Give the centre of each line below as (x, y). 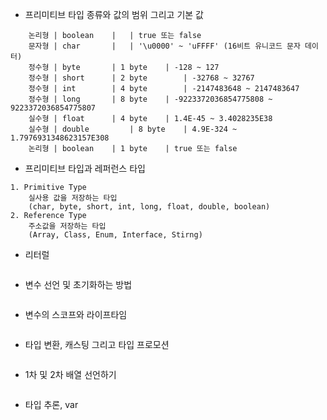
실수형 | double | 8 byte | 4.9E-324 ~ (133, 129)
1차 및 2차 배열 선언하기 (70, 374)
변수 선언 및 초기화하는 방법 (78, 284)
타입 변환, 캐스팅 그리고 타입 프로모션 (97, 344)
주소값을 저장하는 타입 (67, 226)
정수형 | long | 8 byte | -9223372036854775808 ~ (150, 99)
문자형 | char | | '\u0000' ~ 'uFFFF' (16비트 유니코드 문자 (164, 46)
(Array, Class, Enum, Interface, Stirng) (115, 235)
